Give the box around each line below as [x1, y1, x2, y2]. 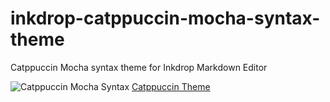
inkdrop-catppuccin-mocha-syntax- [10, 7, 321, 30]
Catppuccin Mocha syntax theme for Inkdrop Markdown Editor [10, 61, 268, 73]
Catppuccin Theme [131, 80, 211, 92]
